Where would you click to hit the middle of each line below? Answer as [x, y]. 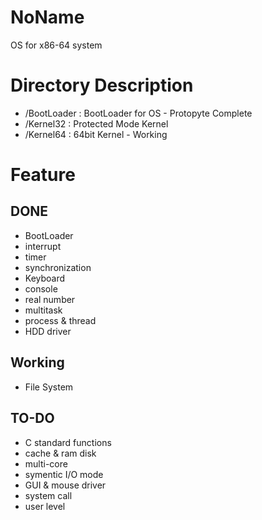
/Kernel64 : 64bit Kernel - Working [96, 134]
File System [49, 387]
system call [48, 495]
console [41, 288]
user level [45, 506]
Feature [43, 175]
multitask [43, 310]
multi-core [46, 463]
